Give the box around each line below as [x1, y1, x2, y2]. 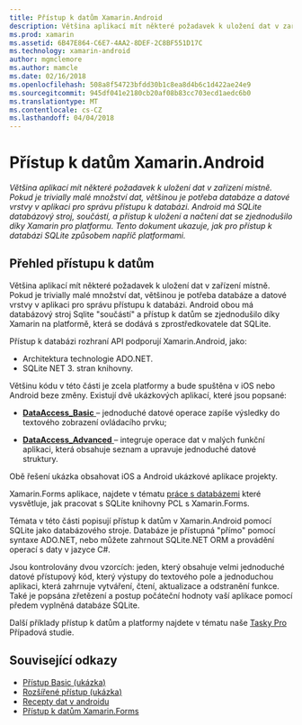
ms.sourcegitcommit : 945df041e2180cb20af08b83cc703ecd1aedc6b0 [9, 88, 252, 97]
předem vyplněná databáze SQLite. [9, 600, 140, 611]
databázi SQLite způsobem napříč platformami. [9, 231, 186, 241]
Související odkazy [9, 653, 118, 668]
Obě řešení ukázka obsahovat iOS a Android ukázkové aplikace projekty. [9, 470, 279, 482]
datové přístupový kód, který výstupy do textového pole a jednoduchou [9, 571, 274, 582]
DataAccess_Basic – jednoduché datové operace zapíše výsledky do [22, 407, 280, 418]
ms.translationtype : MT [9, 96, 99, 106]
